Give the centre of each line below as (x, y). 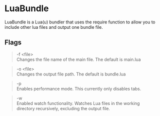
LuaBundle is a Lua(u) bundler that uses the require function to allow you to (80, 22)
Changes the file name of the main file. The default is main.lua (79, 59)
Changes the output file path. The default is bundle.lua (71, 74)
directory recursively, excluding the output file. (63, 108)
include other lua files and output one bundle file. (54, 27)
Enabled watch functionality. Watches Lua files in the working (78, 103)
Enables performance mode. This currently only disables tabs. (79, 89)
